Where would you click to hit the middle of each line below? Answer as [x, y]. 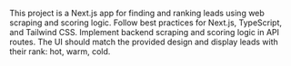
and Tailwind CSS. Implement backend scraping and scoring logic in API [145, 32]
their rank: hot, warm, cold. [60, 52]
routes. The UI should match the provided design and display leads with [144, 42]
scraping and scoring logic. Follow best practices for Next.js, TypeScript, [146, 23]
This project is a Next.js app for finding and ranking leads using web [137, 13]
